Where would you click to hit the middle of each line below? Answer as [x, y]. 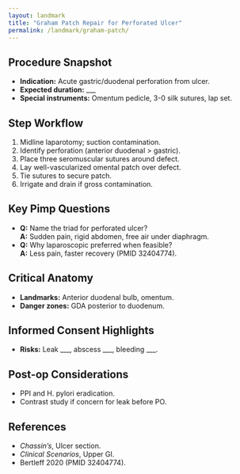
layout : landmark [37, 15]
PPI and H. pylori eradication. [67, 393]
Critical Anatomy [51, 278]
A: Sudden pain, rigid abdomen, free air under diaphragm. [114, 236]
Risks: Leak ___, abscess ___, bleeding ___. [89, 350]
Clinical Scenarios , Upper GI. [67, 454]
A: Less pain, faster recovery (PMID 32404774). [98, 253]
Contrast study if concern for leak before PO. [93, 402]
